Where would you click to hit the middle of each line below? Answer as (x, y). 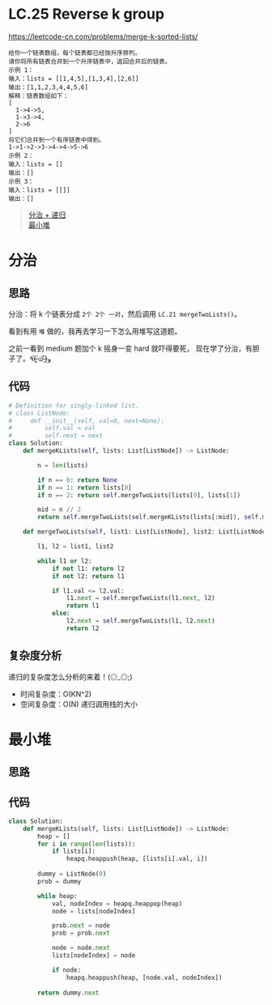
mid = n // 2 (59, 510)
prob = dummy (59, 881)
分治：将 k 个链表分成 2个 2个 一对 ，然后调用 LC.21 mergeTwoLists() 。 (125, 313)
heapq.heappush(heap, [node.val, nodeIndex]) (144, 977)
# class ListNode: (39, 413)
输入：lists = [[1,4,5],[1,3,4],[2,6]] (74, 79)
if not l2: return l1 (88, 576)
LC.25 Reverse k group (86, 14)
